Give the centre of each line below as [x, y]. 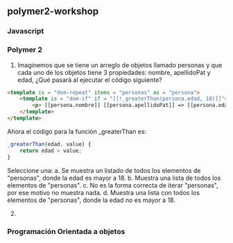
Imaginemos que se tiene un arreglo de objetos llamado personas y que [120, 65]
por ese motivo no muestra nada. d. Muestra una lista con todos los [103, 192]
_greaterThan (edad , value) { [49, 144]
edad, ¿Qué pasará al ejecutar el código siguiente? [89, 80]
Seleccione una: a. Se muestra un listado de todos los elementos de [104, 170]
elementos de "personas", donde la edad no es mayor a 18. [91, 200]
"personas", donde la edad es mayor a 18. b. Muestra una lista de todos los [114, 178]
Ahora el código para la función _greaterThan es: [77, 131]
